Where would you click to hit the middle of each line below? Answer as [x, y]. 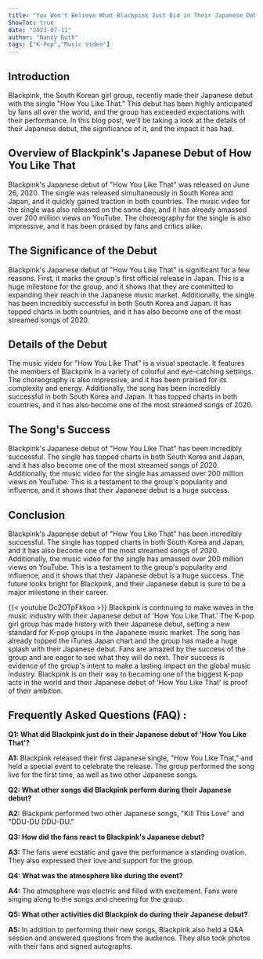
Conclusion [37, 515]
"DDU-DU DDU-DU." [41, 822]
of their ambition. [36, 691]
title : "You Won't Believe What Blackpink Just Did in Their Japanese [126, 15]
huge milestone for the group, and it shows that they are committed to [121, 286]
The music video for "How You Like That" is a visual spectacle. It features [126, 363]
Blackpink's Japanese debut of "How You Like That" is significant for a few [129, 270]
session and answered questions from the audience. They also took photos [129, 938]
